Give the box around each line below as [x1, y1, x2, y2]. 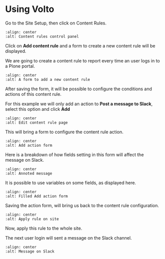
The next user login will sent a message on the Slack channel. [5, 235, 132, 241]
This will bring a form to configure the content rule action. [5, 129, 124, 135]
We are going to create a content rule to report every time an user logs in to [5, 57, 161, 63]
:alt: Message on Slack [5, 249, 55, 254]
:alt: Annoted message [5, 171, 52, 176]
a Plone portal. [5, 63, 35, 69]
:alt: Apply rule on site [5, 216, 59, 222]
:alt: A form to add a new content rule [5, 77, 91, 82]
